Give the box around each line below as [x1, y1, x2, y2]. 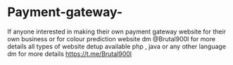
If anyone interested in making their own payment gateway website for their [7, 27, 227, 36]
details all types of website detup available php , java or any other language [7, 42, 227, 50]
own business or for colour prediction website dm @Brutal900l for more [7, 34, 216, 43]
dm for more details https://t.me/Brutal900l [7, 50, 132, 58]
